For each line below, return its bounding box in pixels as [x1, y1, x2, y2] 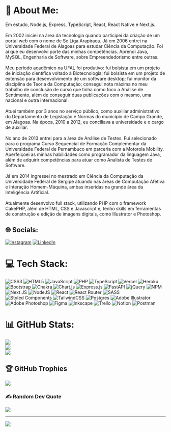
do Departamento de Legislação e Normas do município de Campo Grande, [5, 113, 164, 119]
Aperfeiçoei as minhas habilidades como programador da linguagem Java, [5, 151, 161, 157]
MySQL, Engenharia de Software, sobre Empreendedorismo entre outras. [5, 53, 159, 60]
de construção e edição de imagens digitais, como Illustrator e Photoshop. [5, 211, 161, 217]
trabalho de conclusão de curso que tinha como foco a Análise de [5, 86, 144, 92]
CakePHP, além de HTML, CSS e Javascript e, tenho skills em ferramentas [5, 205, 161, 211]
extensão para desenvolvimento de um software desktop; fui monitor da [5, 75, 157, 82]
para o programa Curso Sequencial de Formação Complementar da [5, 140, 147, 147]
